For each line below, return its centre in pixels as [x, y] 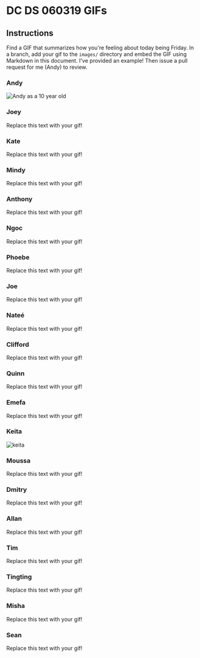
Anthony [19, 199]
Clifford [18, 344]
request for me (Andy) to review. [47, 67]
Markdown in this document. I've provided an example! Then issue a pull [97, 61]
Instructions [30, 33]
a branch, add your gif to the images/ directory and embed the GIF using [97, 54]
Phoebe [18, 257]
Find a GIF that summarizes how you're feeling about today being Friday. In [100, 48]
